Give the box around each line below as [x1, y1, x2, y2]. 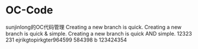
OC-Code [5, 3, 53, 17]
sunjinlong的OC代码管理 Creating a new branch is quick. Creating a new [5, 23, 182, 30]
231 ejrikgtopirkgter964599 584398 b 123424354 [5, 36, 127, 43]
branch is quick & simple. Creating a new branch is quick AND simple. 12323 [5, 30, 192, 37]
